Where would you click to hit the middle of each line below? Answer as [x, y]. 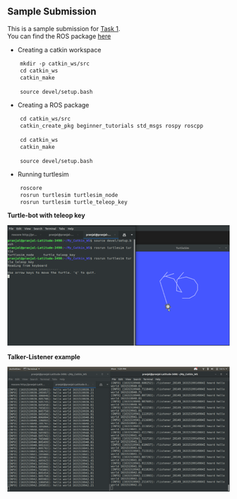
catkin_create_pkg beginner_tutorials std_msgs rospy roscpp [111, 126]
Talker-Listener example [44, 356]
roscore [31, 188]
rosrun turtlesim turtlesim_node [69, 195]
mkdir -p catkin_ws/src [55, 64]
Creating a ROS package [53, 104]
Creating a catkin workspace [59, 49]
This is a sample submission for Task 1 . [64, 28]
